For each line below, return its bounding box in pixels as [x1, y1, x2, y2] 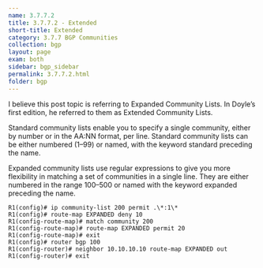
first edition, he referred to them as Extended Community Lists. [8, 107, 213, 117]
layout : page [8, 48, 51, 56]
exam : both [8, 56, 44, 64]
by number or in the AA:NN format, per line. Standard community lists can [8, 131, 249, 140]
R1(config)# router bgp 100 [8, 238, 101, 246]
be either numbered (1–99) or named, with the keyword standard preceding [8, 140, 253, 149]
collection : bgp [8, 41, 62, 49]
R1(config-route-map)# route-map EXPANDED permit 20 [8, 224, 186, 233]
